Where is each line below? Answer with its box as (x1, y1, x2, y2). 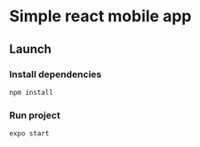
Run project (9, 109, 60, 121)
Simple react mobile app (9, 6, 192, 27)
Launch (9, 42, 52, 57)
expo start (9, 129, 50, 138)
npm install (9, 88, 53, 97)
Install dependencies (9, 68, 102, 81)
